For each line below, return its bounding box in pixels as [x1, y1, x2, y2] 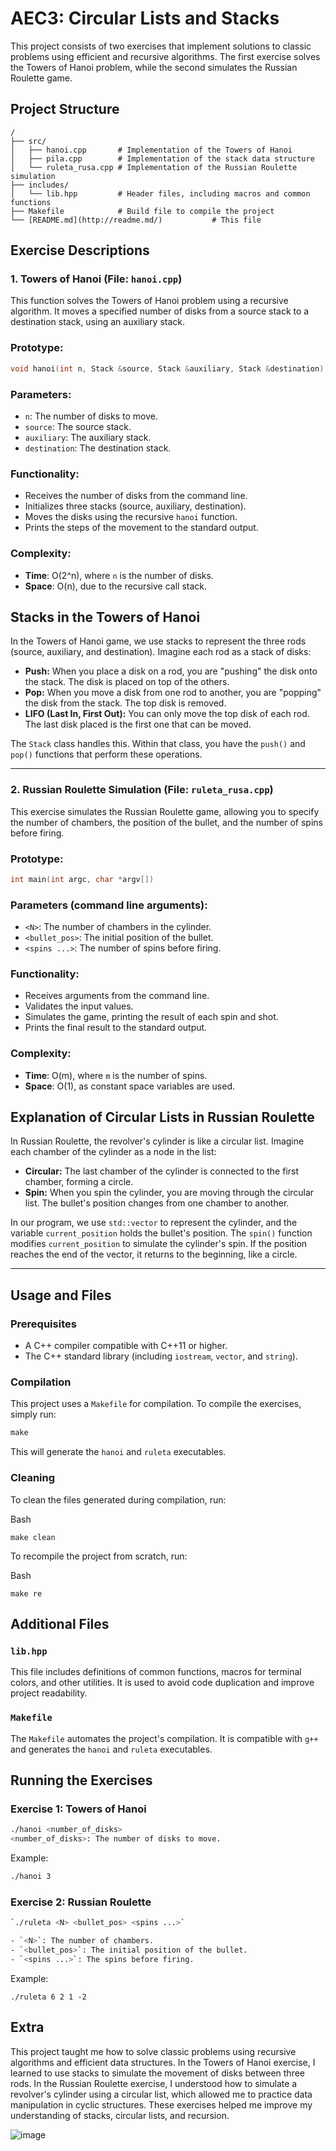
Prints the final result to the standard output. [24, 1022, 208, 1034]
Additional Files [10, 1616, 110, 1633]
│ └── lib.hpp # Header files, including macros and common [10, 188, 311, 199]
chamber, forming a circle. [24, 1176, 134, 1188]
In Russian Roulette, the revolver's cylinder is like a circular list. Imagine [10, 1135, 305, 1147]
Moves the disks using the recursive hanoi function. [24, 511, 238, 523]
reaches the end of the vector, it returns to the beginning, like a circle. [10, 1248, 298, 1261]
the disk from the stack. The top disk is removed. [24, 697, 227, 709]
